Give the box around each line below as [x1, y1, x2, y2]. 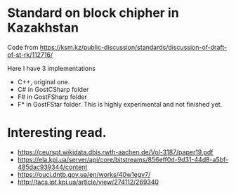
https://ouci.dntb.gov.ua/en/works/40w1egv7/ [17, 170, 151, 178]
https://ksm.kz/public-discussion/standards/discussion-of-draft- [39, 43, 227, 51]
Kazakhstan [7, 20, 79, 36]
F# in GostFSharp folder [17, 93, 88, 101]
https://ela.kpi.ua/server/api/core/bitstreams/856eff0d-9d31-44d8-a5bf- [17, 155, 229, 164]
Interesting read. [7, 125, 107, 141]
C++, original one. [17, 77, 70, 86]
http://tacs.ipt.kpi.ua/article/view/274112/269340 [17, 178, 159, 186]
